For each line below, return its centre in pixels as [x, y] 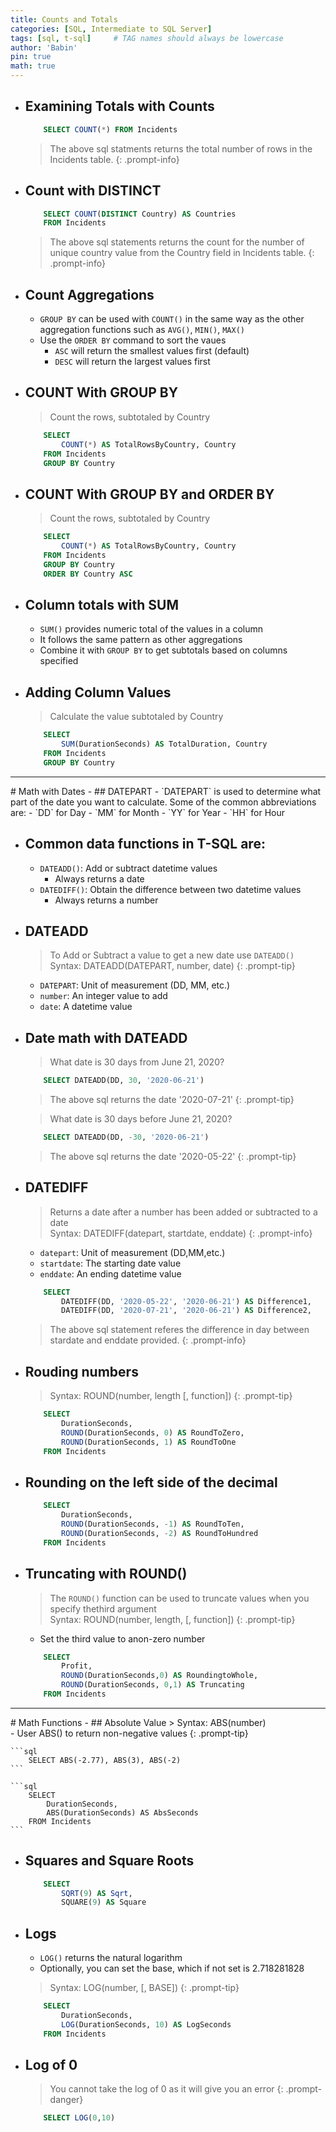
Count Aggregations [89, 294]
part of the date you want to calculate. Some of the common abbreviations [163, 802]
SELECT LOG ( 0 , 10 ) [79, 2118]
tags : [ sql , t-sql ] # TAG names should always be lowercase [147, 38]
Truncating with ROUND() [106, 1574]
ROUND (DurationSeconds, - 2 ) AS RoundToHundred [160, 1533]
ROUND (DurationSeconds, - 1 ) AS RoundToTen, [153, 1524]
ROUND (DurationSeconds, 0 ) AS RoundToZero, [153, 1432]
